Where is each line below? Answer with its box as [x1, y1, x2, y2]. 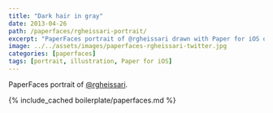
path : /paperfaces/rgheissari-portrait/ [8, 27, 148, 35]
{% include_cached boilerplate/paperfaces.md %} [8, 95, 176, 105]
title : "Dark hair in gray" [8, 11, 104, 20]
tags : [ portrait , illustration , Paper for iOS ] [8, 58, 173, 66]
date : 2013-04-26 [8, 20, 67, 28]
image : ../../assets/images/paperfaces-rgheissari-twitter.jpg [8, 42, 227, 50]
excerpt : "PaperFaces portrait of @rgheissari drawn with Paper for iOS [8, 34, 260, 43]
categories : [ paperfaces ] [8, 50, 96, 58]
